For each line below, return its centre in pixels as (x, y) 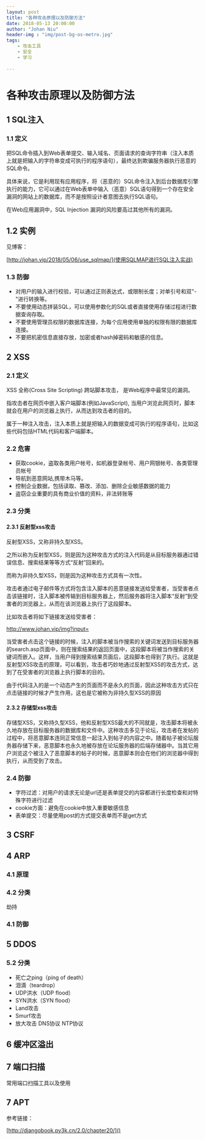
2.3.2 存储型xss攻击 (32, 708)
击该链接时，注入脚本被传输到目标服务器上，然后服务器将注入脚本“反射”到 (100, 596)
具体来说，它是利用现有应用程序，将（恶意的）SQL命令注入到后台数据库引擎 (103, 182)
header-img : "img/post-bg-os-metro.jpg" (60, 35)
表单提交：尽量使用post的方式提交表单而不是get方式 (81, 816)
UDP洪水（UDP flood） (45, 993)
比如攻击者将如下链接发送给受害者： (52, 616)
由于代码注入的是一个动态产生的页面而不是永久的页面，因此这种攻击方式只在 (103, 685)
